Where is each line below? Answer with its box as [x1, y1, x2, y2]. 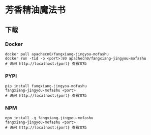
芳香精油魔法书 [5, 4, 66, 16]
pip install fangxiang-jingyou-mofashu [5, 84, 87, 89]
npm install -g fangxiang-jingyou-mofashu [5, 116, 93, 121]
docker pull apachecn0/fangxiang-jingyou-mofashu [5, 52, 109, 56]
